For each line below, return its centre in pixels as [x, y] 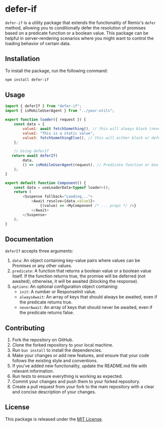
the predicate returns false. [47, 313]
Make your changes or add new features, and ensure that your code [81, 355]
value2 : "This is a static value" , [59, 133]
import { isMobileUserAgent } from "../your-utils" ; [60, 111]
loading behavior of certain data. [38, 43]
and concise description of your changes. [54, 392]
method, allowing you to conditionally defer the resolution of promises [75, 27]
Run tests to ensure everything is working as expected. [67, 377]
